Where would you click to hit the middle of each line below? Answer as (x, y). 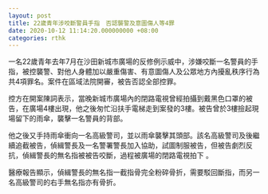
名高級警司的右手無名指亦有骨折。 (64, 182)
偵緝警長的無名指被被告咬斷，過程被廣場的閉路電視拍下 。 (117, 156)
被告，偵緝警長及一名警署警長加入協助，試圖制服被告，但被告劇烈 (137, 145)
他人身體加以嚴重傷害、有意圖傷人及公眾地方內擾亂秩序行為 (162, 72)
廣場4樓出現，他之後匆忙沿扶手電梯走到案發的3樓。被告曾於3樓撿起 (141, 109)
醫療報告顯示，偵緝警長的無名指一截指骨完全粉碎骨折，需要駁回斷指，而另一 (134, 172)
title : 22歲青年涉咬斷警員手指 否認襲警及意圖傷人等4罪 (92, 23)
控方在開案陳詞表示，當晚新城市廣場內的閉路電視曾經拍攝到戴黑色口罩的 (127, 99)
